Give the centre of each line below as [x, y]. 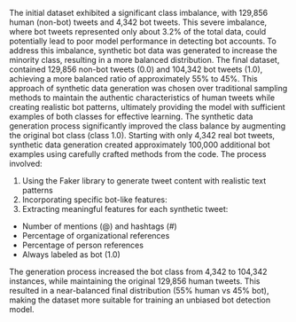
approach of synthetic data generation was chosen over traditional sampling [148, 88]
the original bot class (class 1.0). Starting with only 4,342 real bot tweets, [142, 135]
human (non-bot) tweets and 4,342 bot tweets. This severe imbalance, [138, 22]
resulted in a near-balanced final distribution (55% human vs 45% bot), [139, 291]
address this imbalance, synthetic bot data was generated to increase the [143, 51]
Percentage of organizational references [96, 236]
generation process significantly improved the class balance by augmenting [148, 126]
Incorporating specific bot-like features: [94, 200]
